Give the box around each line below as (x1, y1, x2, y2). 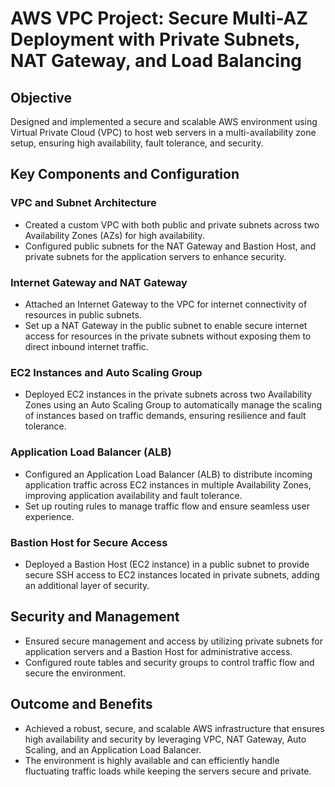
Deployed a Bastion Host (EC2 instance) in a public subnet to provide (24, 558, 310, 570)
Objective (10, 89, 73, 106)
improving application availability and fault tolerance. (24, 489, 243, 501)
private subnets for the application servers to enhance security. (24, 250, 287, 262)
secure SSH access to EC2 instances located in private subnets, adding (24, 568, 320, 581)
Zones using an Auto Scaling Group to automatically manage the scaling (24, 399, 323, 411)
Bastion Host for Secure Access (10, 535, 168, 549)
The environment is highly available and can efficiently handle (24, 754, 280, 766)
